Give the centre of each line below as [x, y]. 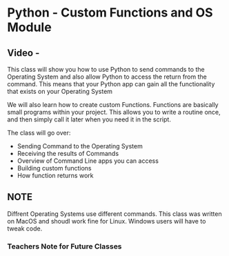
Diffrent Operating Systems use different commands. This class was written [114, 214]
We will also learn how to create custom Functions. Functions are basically [113, 105]
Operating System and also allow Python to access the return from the [107, 77]
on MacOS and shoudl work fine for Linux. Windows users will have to [107, 221]
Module [29, 27]
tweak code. [25, 228]
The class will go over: [39, 133]
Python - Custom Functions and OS [110, 13]
